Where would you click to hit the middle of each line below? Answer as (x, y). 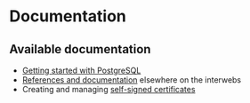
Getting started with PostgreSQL (81, 70)
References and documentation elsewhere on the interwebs (132, 80)
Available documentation (80, 49)
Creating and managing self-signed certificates (109, 89)
